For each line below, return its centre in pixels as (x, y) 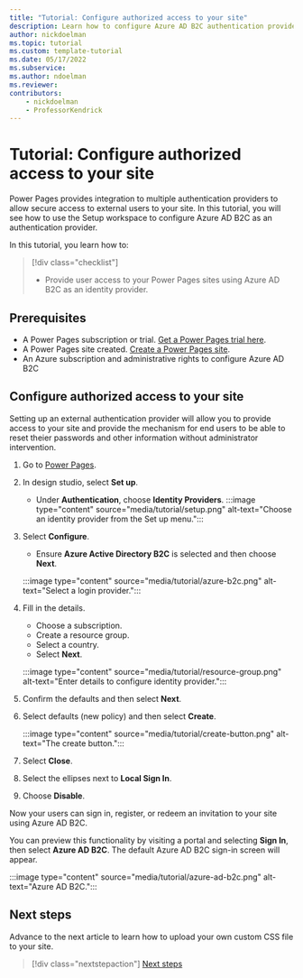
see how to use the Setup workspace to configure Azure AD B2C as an (141, 218)
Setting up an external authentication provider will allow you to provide (141, 418)
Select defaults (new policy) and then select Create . (119, 716)
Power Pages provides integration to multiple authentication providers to (144, 198)
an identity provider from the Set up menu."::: (120, 519)
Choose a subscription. (79, 625)
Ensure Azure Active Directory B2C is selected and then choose (156, 554)
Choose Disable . (54, 796)
